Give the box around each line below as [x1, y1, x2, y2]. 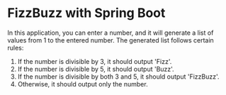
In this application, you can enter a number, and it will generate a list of [7, 28, 214, 37]
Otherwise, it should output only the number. [17, 79, 148, 88]
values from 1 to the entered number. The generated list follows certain [7, 35, 214, 44]
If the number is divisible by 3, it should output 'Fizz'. [17, 57, 172, 65]
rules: [7, 43, 24, 52]
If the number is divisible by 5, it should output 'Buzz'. [17, 65, 175, 73]
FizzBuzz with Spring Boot [7, 5, 166, 21]
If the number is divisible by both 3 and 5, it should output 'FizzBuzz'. [17, 72, 220, 81]
